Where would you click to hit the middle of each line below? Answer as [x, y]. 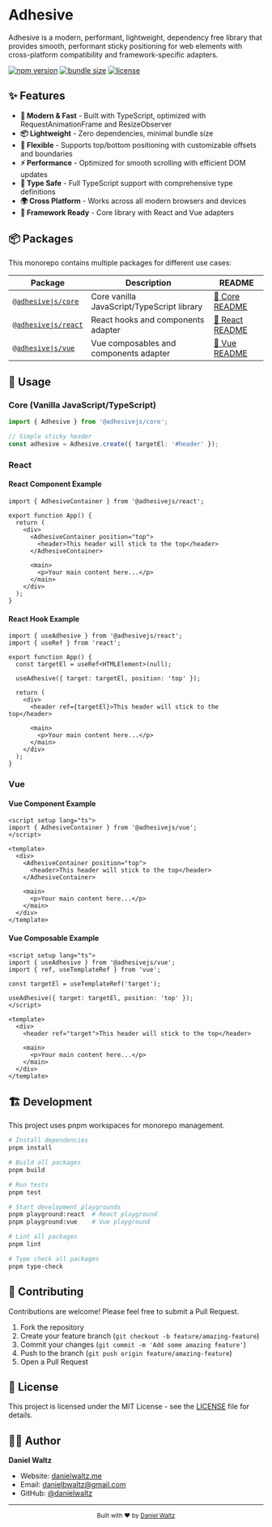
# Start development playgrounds [65, 1207]
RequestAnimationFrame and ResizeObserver [96, 124]
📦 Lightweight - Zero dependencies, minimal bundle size [117, 133]
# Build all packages [45, 1163]
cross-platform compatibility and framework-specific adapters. [113, 54]
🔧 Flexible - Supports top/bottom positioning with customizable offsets [138, 145]
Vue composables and [134, 343]
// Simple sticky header [50, 437]
